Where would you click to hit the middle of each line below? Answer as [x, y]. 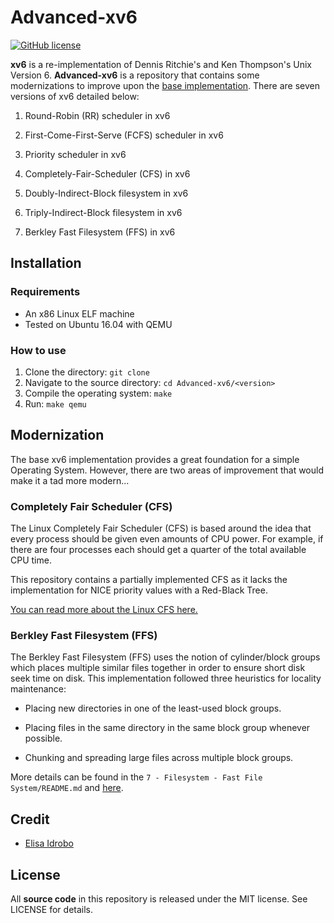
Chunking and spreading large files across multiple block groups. [159, 758]
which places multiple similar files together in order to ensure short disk [158, 668]
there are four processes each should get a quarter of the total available [158, 550]
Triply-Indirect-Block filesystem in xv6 [103, 212]
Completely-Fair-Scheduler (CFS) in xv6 [107, 173]
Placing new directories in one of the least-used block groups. [153, 708]
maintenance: [38, 689]
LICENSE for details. [52, 909]
